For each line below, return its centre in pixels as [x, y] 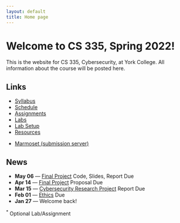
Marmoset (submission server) [52, 144]
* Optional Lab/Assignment [38, 213]
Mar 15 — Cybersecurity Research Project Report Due [80, 189]
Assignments [30, 114]
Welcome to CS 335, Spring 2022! [91, 46]
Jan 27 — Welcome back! [46, 201]
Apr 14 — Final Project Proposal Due [59, 183]
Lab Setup [27, 126]
